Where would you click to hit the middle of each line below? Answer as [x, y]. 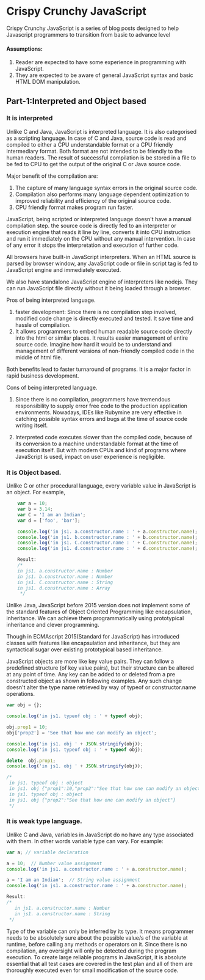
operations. [21, 694]
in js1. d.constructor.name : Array [64, 588]
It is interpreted [30, 119]
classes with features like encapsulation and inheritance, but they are [93, 643]
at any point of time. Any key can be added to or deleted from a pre [91, 675]
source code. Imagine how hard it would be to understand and [93, 344]
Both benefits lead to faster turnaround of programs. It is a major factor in [99, 369]
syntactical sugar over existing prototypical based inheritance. [85, 649]
